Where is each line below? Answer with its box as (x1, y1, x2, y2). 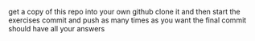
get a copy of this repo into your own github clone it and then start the (8, 7, 241, 16)
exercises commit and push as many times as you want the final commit (8, 15, 247, 25)
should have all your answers (8, 24, 105, 33)
